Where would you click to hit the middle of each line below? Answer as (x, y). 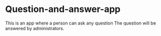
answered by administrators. (35, 28)
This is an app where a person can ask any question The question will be (81, 23)
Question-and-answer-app (63, 9)
